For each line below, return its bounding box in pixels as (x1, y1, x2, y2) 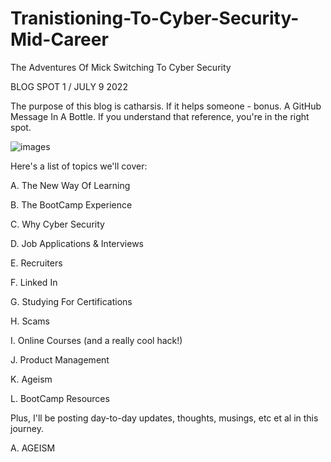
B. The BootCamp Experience (10, 198, 133, 211)
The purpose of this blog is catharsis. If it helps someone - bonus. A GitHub (10, 100, 322, 112)
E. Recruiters (10, 257, 63, 269)
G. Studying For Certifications (10, 295, 133, 307)
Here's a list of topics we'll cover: (10, 160, 148, 172)
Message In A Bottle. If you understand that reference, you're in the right (10, 110, 310, 122)
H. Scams (10, 315, 51, 327)
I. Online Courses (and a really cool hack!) (10, 334, 183, 346)
